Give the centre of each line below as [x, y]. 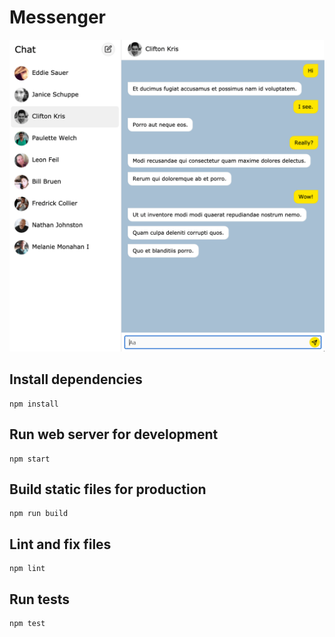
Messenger [58, 17]
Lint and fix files [60, 544]
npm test [27, 624]
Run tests [39, 599]
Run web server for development [114, 434]
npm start [30, 459]
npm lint [27, 569]
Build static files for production [108, 489]
